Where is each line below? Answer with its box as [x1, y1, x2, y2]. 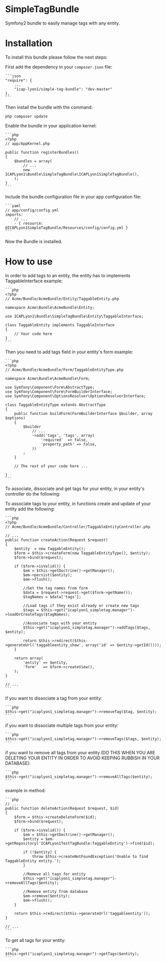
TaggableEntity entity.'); [5, 858, 61, 863]
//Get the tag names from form [23, 586, 88, 591]
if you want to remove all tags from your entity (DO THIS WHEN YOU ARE [5, 749, 156, 755]
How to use [5, 256, 53, 267]
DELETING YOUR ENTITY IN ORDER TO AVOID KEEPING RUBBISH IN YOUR [5, 755, 160, 761]
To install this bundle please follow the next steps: [5, 54, 108, 60]
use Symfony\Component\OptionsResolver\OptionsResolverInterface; [5, 393, 146, 398]
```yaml [5, 203, 21, 208]
